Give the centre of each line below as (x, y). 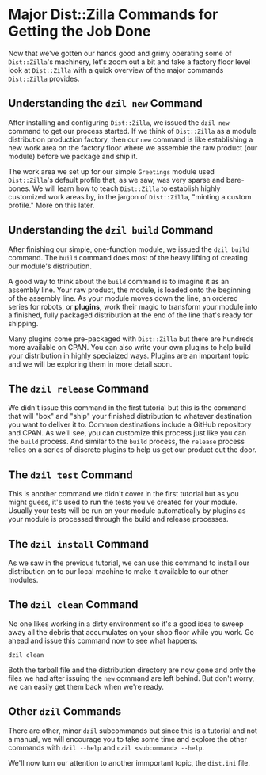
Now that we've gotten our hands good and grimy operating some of (120, 53)
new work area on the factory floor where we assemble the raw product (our (133, 147)
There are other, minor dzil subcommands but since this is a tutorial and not (133, 731)
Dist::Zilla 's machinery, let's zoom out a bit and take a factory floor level (129, 62)
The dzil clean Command (73, 604)
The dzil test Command (70, 475)
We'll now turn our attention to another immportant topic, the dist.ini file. (129, 762)
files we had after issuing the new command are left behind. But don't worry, (131, 678)
